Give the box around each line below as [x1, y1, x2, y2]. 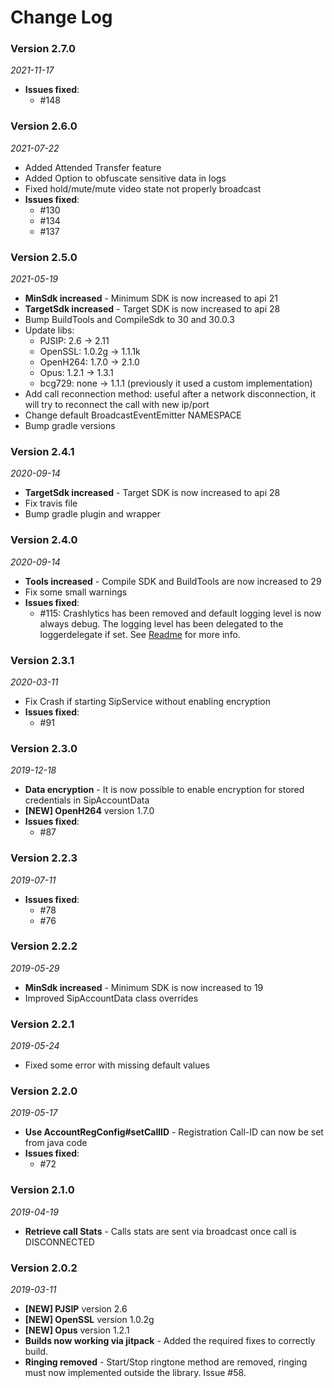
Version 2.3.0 [10, 741, 78, 755]
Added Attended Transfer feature [24, 161, 162, 173]
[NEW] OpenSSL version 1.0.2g [24, 1314, 155, 1326]
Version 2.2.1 [10, 1017, 75, 1031]
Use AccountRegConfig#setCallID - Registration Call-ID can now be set [24, 1126, 324, 1138]
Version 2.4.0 [10, 533, 78, 547]
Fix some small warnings [24, 586, 128, 598]
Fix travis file [24, 497, 78, 510]
